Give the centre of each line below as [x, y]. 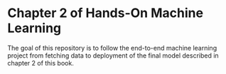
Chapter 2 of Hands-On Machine [106, 13]
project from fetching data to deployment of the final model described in [113, 55]
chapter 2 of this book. [41, 63]
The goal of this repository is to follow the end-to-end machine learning [112, 48]
